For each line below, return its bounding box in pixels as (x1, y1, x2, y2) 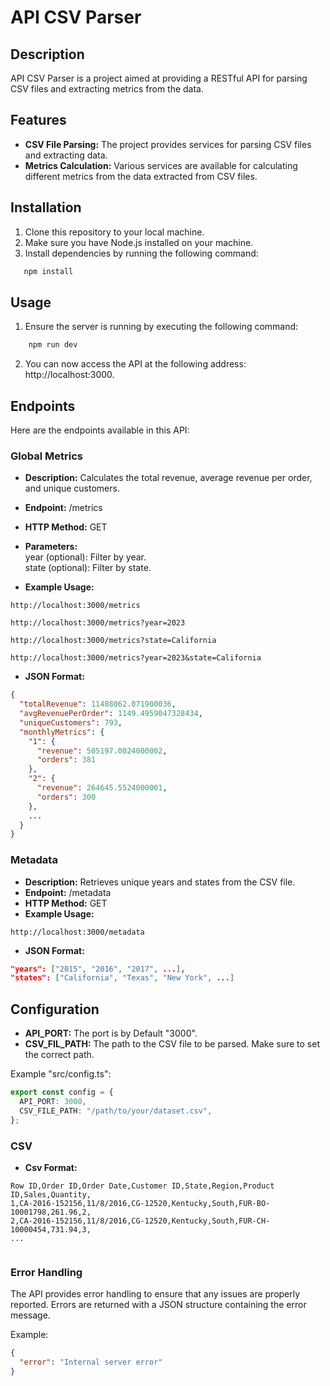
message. (10, 1309, 51, 1321)
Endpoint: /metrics (24, 502, 103, 514)
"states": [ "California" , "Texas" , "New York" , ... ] (10, 973, 235, 983)
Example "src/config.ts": (10, 1068, 112, 1080)
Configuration (10, 1001, 100, 1018)
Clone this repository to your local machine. (24, 226, 205, 238)
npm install (23, 266, 74, 276)
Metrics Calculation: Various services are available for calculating (24, 159, 298, 171)
